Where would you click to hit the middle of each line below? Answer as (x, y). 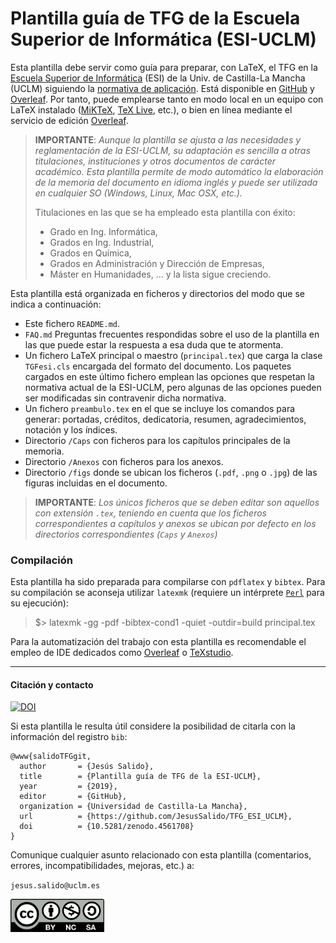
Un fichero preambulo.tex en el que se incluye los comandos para (160, 408)
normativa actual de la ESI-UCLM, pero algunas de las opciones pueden (173, 387)
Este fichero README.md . (72, 323)
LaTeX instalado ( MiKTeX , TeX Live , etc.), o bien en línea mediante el (151, 109)
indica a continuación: (56, 304)
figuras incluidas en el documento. (96, 483)
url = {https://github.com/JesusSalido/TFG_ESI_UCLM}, (156, 817)
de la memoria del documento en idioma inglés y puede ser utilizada (176, 182)
